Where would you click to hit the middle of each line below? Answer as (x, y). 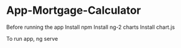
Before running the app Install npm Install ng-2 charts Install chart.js (91, 27)
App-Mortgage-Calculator (74, 10)
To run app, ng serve (32, 38)
